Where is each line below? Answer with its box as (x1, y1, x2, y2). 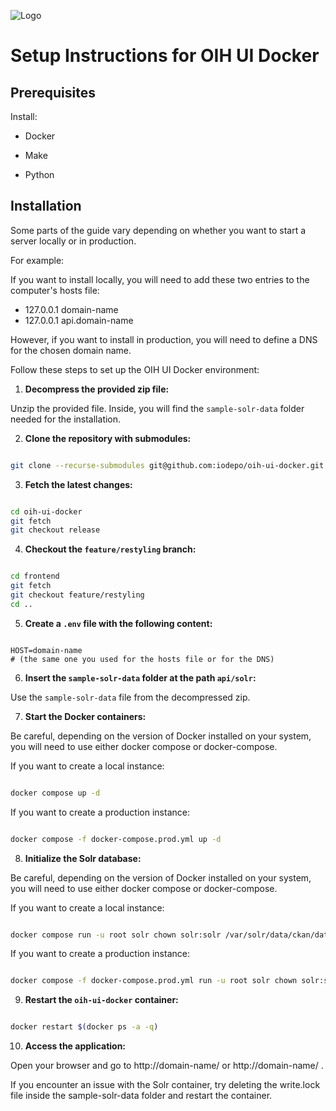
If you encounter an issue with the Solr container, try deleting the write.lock (10, 1079, 321, 1091)
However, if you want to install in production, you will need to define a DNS (10, 333, 318, 345)
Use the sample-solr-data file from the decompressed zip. (10, 691, 251, 703)
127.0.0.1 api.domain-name (24, 314, 134, 326)
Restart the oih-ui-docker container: (24, 994, 179, 1006)
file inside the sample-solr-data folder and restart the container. (10, 1090, 273, 1102)
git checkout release (10, 525, 101, 535)
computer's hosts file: (10, 284, 100, 296)
